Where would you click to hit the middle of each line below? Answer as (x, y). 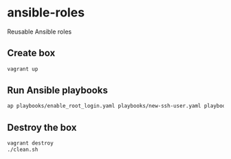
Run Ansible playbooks (57, 90)
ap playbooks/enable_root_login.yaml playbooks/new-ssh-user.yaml (104, 106)
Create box (31, 53)
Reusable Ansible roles (40, 32)
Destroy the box (42, 127)
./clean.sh (23, 149)
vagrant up (23, 69)
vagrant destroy (30, 143)
